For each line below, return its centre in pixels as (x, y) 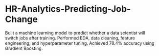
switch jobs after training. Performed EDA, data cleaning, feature (70, 38)
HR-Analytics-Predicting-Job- (68, 9)
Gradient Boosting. (24, 48)
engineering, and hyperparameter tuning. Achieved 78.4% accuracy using (80, 43)
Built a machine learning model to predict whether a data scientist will (75, 33)
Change (22, 19)
